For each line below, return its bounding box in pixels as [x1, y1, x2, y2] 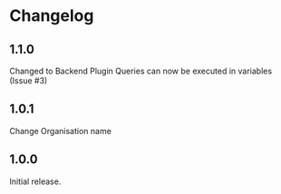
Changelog [9, 5, 94, 26]
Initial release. [9, 176, 62, 187]
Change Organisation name [9, 125, 111, 136]
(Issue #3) [9, 75, 48, 86]
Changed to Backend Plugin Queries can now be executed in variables [9, 65, 273, 76]
